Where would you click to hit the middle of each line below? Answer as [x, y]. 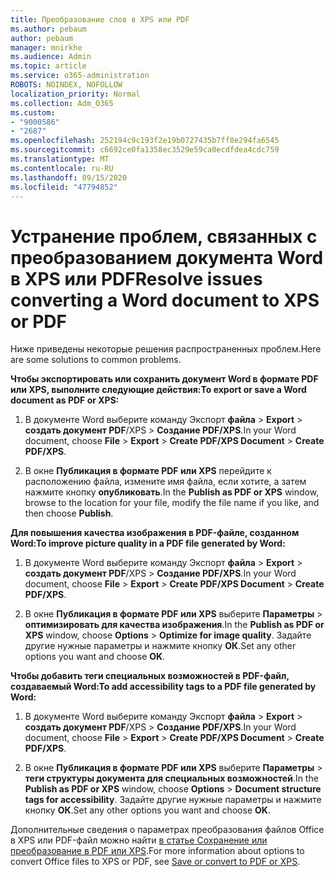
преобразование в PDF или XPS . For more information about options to [157, 851]
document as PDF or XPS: [65, 400]
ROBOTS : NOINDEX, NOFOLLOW [66, 85]
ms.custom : [33, 112]
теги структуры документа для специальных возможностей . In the [171, 778]
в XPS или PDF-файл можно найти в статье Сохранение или [139, 840]
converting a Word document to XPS [165, 300]
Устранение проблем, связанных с [164, 236]
